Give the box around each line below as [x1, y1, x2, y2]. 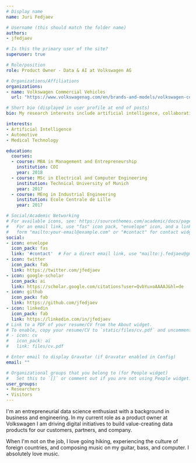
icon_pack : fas [11, 245, 48, 252]
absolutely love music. [6, 450, 60, 457]
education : [6, 148, 33, 154]
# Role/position [6, 62, 45, 68]
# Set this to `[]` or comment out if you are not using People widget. [6, 375, 192, 381]
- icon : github [6, 289, 43, 295]
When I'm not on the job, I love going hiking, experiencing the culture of [6, 438, 178, 445]
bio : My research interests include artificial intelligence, [6, 111, 160, 116]
